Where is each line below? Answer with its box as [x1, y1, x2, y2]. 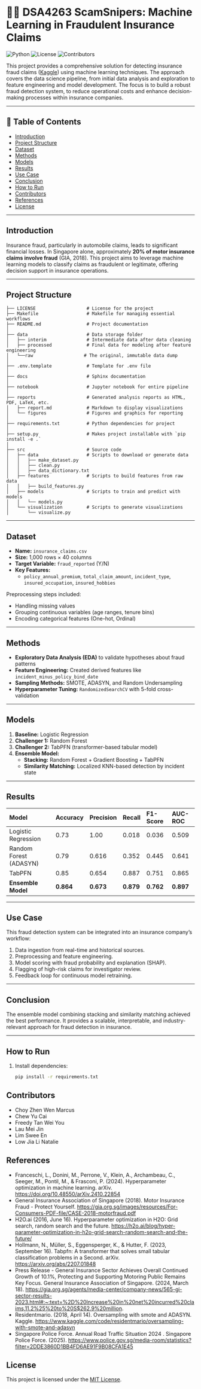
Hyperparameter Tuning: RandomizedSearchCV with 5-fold [14, 686, 157, 692]
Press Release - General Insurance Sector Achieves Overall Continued [14, 1266, 188, 1274]
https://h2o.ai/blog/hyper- [111, 1222, 175, 1229]
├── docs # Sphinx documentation [6, 374, 146, 380]
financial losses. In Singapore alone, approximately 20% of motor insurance [6, 248, 195, 255]
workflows [6, 316, 31, 322]
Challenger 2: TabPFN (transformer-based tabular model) [14, 743, 158, 750]
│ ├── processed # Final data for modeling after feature [6, 342, 191, 349]
